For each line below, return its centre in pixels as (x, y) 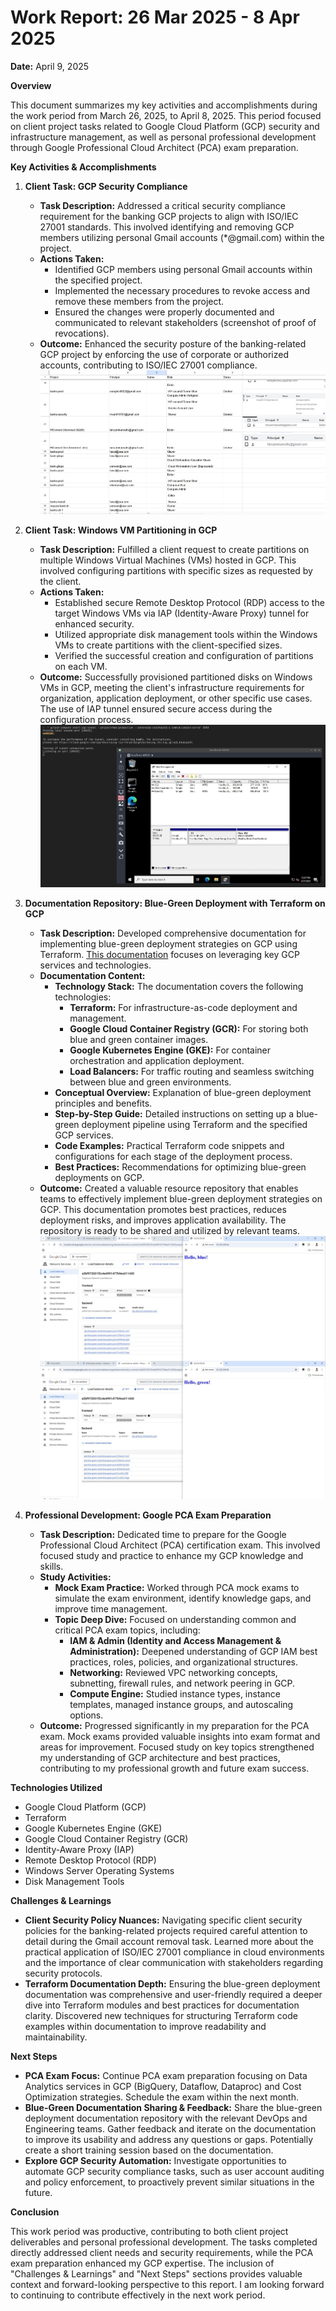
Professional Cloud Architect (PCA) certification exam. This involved (180, 1545)
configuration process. (86, 719)
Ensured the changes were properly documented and (164, 312)
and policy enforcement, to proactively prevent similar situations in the (169, 2182)
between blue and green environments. (150, 1082)
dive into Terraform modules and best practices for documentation (162, 2005)
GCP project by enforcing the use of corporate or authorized (164, 354)
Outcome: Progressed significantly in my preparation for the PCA (174, 1725)
